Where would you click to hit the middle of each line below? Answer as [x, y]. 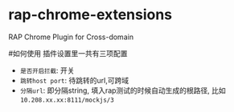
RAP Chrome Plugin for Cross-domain [71, 37]
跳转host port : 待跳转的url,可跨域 [74, 80]
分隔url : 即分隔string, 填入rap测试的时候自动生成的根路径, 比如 [123, 90]
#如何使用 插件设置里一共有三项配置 [68, 53]
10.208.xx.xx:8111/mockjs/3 [67, 100]
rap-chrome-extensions [90, 15]
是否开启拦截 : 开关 [47, 70]
